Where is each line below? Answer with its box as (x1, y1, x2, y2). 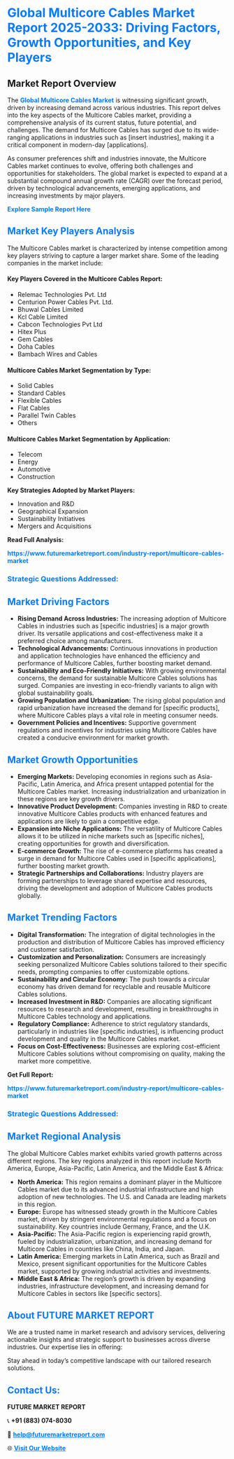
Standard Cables (17, 389, 66, 397)
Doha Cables (17, 343, 54, 351)
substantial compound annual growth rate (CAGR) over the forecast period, (7, 177, 224, 185)
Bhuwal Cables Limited (17, 305, 84, 314)
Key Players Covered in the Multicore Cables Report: (7, 275, 163, 283)
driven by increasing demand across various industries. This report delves (7, 104, 221, 111)
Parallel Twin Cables (17, 411, 76, 420)
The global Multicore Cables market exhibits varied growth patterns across (7, 1149, 222, 1157)
